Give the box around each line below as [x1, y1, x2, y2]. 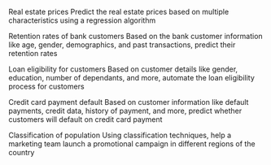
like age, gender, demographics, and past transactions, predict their [8, 40, 236, 50]
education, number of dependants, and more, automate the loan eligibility [8, 73, 255, 82]
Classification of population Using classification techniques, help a [8, 130, 232, 140]
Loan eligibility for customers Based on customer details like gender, [8, 64, 238, 74]
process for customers [8, 81, 85, 91]
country [8, 148, 35, 157]
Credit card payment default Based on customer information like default [8, 98, 249, 106]
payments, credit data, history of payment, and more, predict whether [8, 106, 243, 115]
